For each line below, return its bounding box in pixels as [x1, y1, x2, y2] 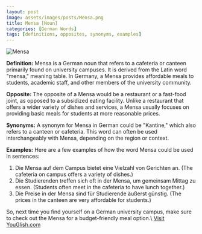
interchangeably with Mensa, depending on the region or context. [6, 134, 169, 142]
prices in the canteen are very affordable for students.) [14, 197, 152, 204]
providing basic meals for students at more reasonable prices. [6, 110, 160, 117]
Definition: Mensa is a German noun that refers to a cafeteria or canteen [6, 60, 187, 67]
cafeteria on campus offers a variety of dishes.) [14, 171, 134, 178]
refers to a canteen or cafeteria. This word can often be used [6, 128, 158, 135]
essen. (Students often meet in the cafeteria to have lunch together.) [14, 184, 185, 191]
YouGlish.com [6, 221, 41, 229]
